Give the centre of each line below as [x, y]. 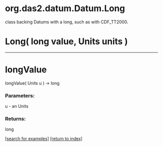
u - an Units [17, 106]
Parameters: [20, 96]
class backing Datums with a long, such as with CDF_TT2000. [67, 22]
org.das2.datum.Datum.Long [65, 8]
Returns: [16, 119]
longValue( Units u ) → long [32, 83]
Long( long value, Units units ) [66, 41]
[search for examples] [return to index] [44, 139]
